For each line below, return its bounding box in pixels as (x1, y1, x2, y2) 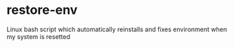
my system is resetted (6, 32, 71, 40)
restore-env (6, 2, 78, 18)
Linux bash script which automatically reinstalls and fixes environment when (6, 25, 228, 33)
